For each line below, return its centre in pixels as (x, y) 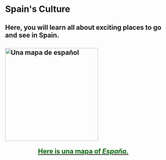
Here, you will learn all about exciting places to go (83, 27)
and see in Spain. (32, 35)
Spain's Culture (38, 9)
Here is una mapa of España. (83, 151)
